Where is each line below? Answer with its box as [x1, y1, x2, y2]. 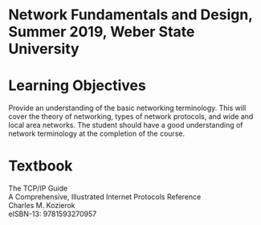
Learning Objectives [8, 76, 146, 95]
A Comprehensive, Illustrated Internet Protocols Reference [8, 192, 202, 202]
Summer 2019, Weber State [8, 22, 195, 41]
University [8, 40, 80, 58]
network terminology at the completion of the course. [8, 129, 186, 138]
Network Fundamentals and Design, [8, 6, 253, 24]
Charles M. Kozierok [8, 201, 75, 211]
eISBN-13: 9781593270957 [8, 209, 97, 219]
